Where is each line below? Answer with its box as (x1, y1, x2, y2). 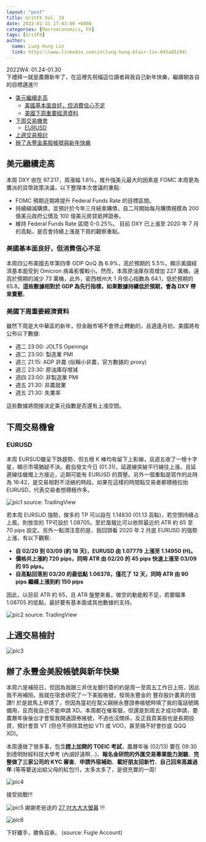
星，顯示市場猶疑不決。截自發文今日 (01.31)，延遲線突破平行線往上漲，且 (6, 463, 191, 470)
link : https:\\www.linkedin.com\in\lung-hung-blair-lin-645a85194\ (12, 49, 188, 55)
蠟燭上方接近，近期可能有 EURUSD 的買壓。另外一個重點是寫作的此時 (22, 471, 198, 478)
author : (6, 37, 26, 44)
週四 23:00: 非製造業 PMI (15, 374, 78, 381)
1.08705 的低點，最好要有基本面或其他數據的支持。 (6, 599, 135, 606)
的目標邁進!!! (6, 81, 39, 88)
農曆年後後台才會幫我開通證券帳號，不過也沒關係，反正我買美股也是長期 (6, 714, 189, 722)
